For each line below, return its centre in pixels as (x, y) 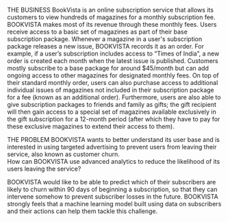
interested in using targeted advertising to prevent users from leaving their (112, 147)
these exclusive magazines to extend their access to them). (91, 126)
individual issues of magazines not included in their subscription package (111, 90)
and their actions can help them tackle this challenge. (83, 211)
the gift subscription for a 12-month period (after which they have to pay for (114, 119)
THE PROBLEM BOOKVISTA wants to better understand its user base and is (114, 139)
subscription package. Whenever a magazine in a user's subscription (105, 39)
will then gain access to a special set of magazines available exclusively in (112, 112)
